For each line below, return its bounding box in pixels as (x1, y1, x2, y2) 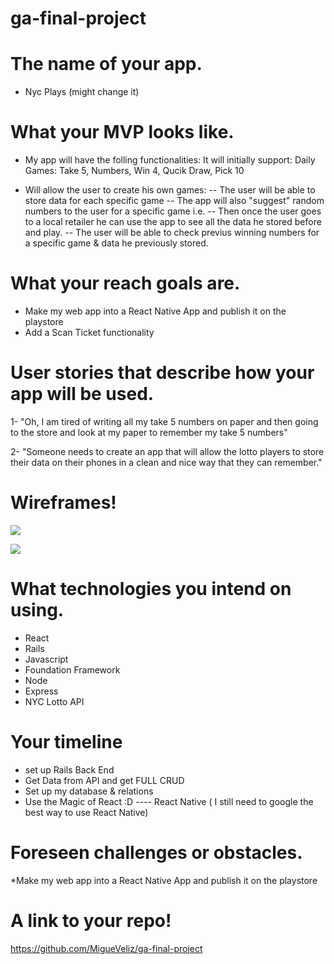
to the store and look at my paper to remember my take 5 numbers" (10, 426, 288, 438)
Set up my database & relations (24, 785, 154, 797)
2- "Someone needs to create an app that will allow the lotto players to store (10, 445, 325, 457)
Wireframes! (10, 492, 117, 514)
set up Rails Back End (24, 763, 115, 776)
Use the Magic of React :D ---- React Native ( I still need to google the (24, 795, 314, 807)
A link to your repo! (10, 909, 172, 932)
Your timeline (10, 731, 123, 753)
